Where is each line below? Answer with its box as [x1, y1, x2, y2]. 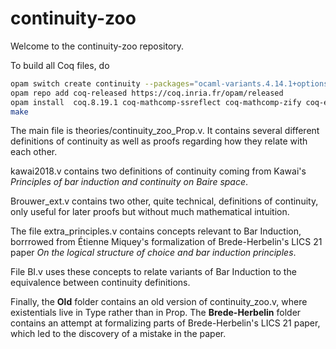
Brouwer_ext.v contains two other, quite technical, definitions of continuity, [10, 195, 319, 207]
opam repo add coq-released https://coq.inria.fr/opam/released [10, 88, 284, 98]
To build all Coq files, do [10, 59, 110, 71]
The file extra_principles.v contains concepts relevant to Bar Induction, [10, 225, 302, 237]
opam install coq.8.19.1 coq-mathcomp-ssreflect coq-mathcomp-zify [10, 97, 302, 107]
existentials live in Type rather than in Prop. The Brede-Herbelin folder [10, 307, 302, 319]
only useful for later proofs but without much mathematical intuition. [10, 206, 290, 218]
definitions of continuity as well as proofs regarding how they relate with [10, 135, 308, 147]
